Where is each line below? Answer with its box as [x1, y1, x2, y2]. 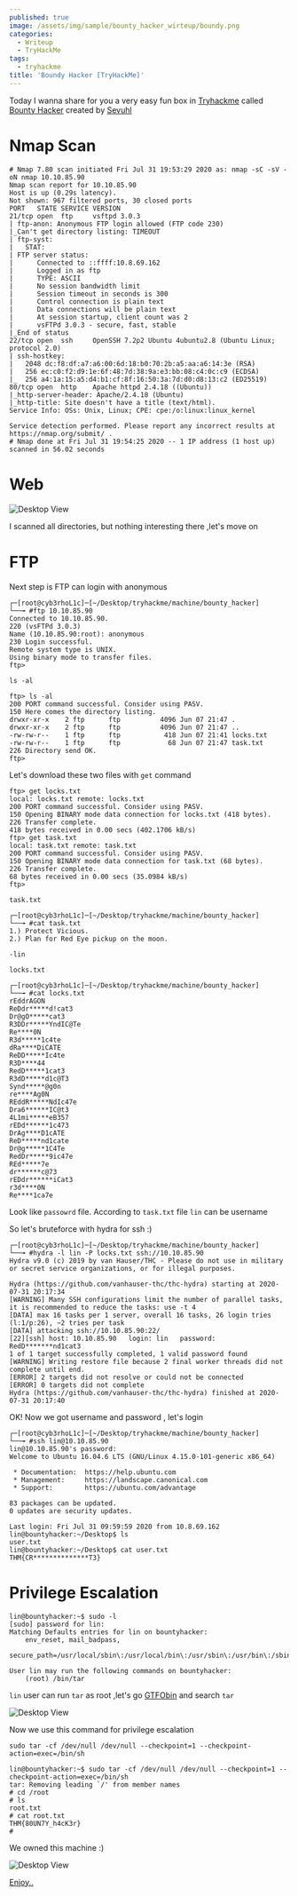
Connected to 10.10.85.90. [9, 614, 109, 623]
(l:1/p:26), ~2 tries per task [9, 1318, 125, 1328]
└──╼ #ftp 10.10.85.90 [9, 606, 93, 615]
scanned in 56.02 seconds [9, 445, 105, 454]
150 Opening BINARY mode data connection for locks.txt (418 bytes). [9, 810, 272, 819]
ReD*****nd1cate [9, 1136, 69, 1146]
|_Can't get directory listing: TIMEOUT [9, 227, 161, 236]
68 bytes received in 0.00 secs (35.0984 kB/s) [9, 872, 189, 881]
